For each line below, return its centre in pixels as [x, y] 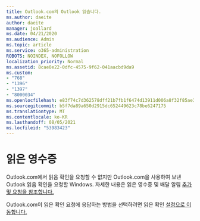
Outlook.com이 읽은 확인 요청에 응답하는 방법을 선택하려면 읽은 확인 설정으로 [96, 204]
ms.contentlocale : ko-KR [37, 117]
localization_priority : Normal [45, 61]
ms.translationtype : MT [36, 111]
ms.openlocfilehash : [32, 100]
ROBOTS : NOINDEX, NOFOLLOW [40, 56]
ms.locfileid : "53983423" [38, 128]
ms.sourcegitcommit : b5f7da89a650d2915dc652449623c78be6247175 [86, 106]
